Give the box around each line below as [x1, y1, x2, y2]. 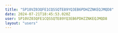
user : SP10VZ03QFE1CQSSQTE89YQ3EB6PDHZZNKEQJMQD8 [5, 16, 108, 21]
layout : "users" [5, 20, 38, 26]
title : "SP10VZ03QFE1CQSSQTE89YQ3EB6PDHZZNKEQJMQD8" [5, 7, 114, 12]
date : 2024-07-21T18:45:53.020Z [5, 12, 70, 16]
